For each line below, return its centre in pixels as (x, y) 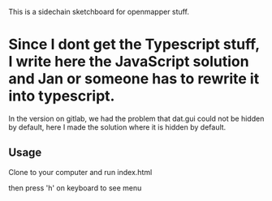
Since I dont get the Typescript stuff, (134, 45)
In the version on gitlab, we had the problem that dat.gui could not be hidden (136, 118)
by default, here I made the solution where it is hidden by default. (117, 127)
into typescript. (62, 96)
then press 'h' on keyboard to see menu (75, 188)
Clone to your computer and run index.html (80, 172)
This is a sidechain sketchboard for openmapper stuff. (99, 12)
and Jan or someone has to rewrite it (134, 79)
